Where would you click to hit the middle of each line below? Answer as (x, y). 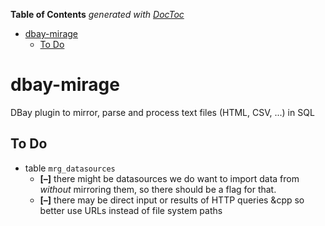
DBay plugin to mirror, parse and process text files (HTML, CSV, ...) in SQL (162, 112)
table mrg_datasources (70, 168)
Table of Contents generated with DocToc (97, 14)
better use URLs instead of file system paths (131, 210)
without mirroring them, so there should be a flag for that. (158, 189)
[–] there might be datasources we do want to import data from (169, 178)
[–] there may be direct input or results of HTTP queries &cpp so (172, 200)
